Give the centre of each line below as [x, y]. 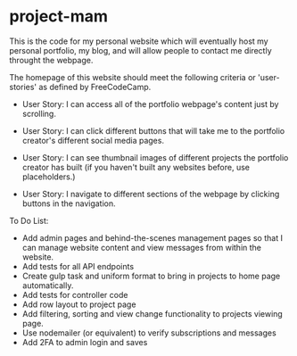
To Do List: [29, 220]
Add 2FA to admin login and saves [85, 342]
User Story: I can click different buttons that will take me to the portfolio [153, 130]
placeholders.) [49, 177]
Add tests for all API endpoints [78, 266]
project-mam [59, 17]
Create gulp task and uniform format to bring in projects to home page [151, 276]
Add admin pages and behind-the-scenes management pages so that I [153, 237]
